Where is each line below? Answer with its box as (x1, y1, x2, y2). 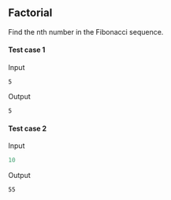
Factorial (8, 6, 53, 20)
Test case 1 (8, 45, 46, 54)
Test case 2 (8, 124, 47, 133)
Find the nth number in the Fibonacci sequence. (8, 27, 164, 36)
